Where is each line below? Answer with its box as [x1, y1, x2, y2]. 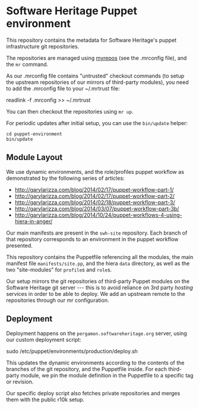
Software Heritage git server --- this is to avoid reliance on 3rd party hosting [6, 284, 193, 291]
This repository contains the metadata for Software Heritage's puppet [6, 36, 177, 43]
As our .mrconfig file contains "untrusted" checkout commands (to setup [6, 72, 185, 79]
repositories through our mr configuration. [6, 296, 109, 304]
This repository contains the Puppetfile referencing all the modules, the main [6, 253, 194, 260]
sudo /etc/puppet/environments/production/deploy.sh [6, 347, 138, 355]
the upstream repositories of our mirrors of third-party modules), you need [6, 79, 189, 86]
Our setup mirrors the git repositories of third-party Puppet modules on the [6, 277, 190, 285]
